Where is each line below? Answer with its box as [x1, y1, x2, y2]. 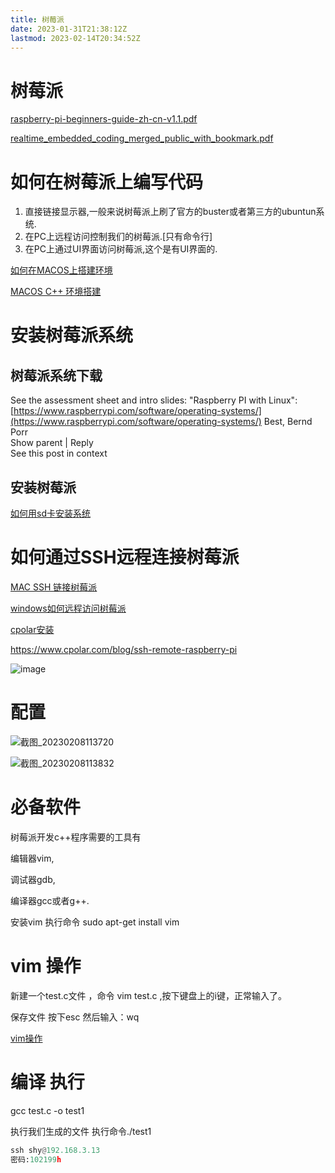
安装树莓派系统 [10, 324, 134, 347]
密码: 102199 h [10, 1154, 62, 1165]
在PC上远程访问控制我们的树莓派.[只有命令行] [24, 231, 213, 243]
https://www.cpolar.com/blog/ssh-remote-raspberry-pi [10, 644, 238, 655]
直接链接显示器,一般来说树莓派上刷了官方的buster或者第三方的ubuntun [24, 206, 317, 218]
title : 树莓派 [10, 14, 65, 25]
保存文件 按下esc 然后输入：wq [10, 1011, 140, 1023]
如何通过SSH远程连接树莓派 [10, 546, 240, 569]
